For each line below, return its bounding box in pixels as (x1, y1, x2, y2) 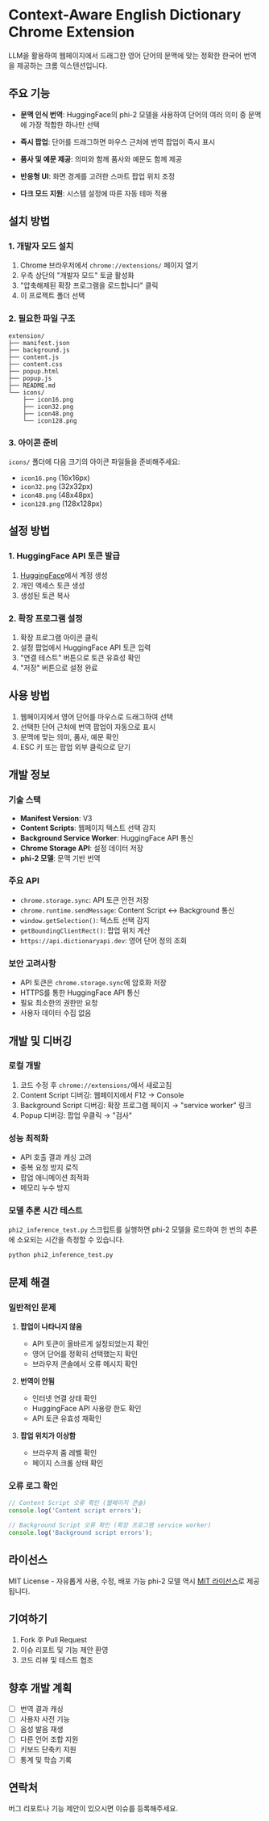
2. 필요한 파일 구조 (8, 313, 76, 324)
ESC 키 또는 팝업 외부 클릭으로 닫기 (19, 742, 131, 752)
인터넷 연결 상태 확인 (31, 1393, 97, 1403)
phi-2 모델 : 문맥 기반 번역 (19, 853, 101, 862)
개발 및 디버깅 (8, 1034, 72, 1047)
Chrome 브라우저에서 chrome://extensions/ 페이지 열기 (19, 260, 199, 270)
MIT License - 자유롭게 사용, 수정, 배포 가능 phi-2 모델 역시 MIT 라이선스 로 (8, 1576, 246, 1586)
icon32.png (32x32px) (19, 482, 93, 491)
